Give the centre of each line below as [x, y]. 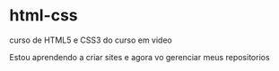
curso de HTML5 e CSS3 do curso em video [91, 40]
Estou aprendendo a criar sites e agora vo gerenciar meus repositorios [140, 57]
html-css [44, 16]
